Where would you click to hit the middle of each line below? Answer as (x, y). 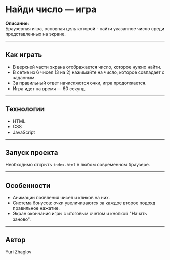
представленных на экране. (35, 34)
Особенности (28, 185)
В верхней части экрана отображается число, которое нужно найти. (87, 67)
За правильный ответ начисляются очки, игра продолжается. (79, 83)
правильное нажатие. (36, 208)
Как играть (24, 55)
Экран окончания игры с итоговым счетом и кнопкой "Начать (80, 214)
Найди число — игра (51, 9)
